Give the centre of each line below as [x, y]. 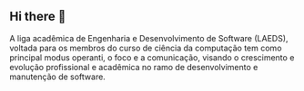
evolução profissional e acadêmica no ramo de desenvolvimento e [134, 67]
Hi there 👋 [38, 17]
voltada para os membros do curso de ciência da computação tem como [146, 48]
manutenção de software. [58, 77]
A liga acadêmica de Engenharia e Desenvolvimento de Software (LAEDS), [149, 38]
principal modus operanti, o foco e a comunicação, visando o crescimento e [152, 57]
